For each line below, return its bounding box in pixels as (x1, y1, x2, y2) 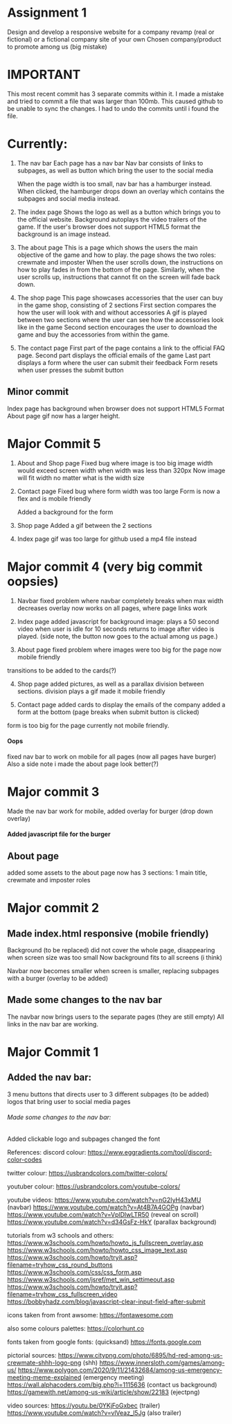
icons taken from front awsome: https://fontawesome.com (7, 1311, 174, 1319)
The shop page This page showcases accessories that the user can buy (17, 293, 223, 302)
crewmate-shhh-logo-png (7, 1359, 82, 1367)
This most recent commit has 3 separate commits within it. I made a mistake (7, 89, 224, 98)
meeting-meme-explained (7, 1373, 82, 1382)
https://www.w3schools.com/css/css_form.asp (7, 1268, 142, 1276)
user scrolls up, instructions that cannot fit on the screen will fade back (17, 272, 220, 281)
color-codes (7, 1155, 42, 1164)
